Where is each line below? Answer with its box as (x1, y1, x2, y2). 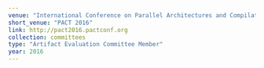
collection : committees (8, 33, 86, 41)
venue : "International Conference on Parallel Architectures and (8, 11, 226, 20)
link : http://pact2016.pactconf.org (8, 26, 128, 34)
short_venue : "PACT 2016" (8, 19, 93, 27)
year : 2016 (8, 48, 44, 55)
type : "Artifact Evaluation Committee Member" (8, 41, 163, 48)
